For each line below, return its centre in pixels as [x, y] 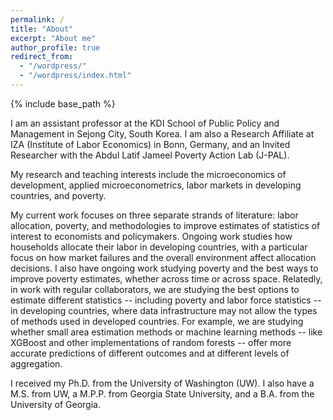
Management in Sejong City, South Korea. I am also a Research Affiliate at [162, 133]
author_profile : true [55, 47]
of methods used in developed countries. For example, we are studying [157, 321]
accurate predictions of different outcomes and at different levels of [150, 353]
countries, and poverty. [58, 195]
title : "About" [42, 29]
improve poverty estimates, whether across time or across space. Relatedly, [166, 278]
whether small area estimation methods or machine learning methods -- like [166, 332]
